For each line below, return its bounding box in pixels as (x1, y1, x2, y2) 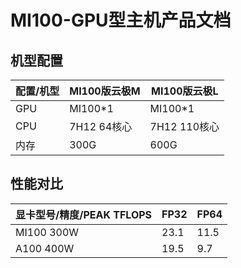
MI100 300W (15, 225, 80, 239)
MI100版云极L (151, 84, 219, 98)
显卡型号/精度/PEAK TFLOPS (15, 207, 153, 221)
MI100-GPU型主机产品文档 (10, 9, 232, 32)
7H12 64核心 (69, 120, 133, 133)
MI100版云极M (69, 84, 141, 98)
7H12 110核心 (149, 120, 220, 133)
